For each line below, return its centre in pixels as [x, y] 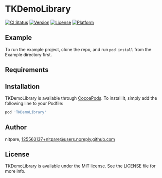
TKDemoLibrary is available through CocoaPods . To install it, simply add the [81, 98]
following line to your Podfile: [34, 103]
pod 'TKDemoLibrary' [26, 112]
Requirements [27, 70]
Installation [22, 86]
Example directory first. [28, 54]
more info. [15, 171]
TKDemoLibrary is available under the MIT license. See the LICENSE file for [80, 166]
